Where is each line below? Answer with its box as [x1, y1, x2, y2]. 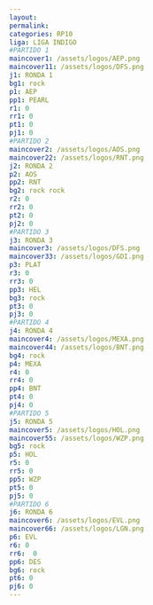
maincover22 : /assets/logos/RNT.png [9, 153, 144, 162]
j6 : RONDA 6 [9, 507, 53, 517]
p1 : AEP [9, 87, 38, 96]
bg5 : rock [9, 442, 46, 451]
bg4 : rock [9, 351, 46, 360]
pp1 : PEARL [9, 95, 50, 105]
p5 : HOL [9, 450, 38, 460]
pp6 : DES [9, 557, 42, 566]
